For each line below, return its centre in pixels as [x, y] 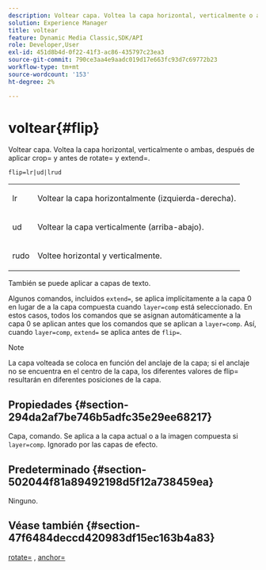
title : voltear [33, 30]
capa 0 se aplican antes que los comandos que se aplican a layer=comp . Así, [133, 324]
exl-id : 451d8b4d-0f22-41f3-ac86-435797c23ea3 [86, 52]
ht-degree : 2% [32, 82]
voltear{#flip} [54, 128]
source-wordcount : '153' [49, 74]
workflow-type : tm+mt [44, 67]
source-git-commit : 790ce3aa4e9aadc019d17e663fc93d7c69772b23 [113, 60]
